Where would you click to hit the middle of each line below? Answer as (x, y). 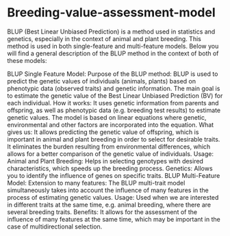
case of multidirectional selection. (55, 226)
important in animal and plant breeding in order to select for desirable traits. (114, 139)
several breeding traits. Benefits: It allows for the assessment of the (102, 212)
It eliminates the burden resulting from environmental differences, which (109, 146)
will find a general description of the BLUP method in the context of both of (113, 53)
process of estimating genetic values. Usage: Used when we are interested (113, 197)
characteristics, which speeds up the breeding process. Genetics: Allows (110, 168)
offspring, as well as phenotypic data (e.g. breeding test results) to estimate (114, 110)
